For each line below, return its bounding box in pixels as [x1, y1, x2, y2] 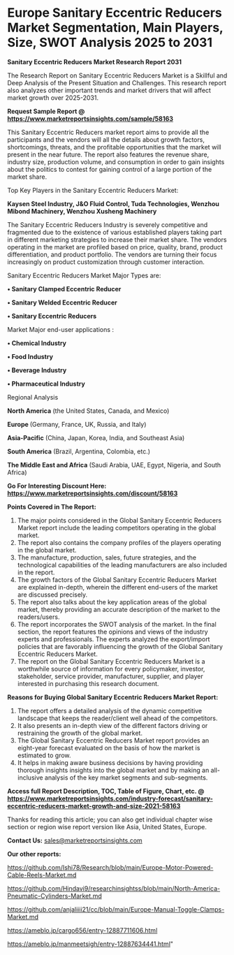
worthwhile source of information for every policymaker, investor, [17, 664, 205, 673]
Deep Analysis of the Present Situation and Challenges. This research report [7, 78, 227, 87]
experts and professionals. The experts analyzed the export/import [17, 634, 210, 643]
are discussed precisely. [17, 590, 88, 599]
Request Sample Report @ [7, 107, 85, 115]
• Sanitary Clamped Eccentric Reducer [7, 284, 122, 293]
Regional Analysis [7, 393, 59, 401]
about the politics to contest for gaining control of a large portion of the [7, 165, 212, 173]
